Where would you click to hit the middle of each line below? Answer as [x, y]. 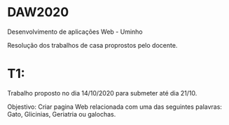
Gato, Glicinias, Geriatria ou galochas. [62, 114]
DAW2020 [38, 12]
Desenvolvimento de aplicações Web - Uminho [75, 32]
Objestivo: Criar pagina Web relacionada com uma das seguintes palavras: [115, 107]
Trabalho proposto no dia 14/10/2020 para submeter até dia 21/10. [102, 93]
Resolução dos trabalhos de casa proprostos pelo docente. [92, 45]
